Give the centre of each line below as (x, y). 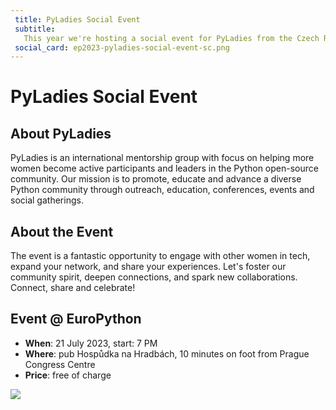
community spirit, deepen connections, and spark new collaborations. (154, 277)
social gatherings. (47, 200)
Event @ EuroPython (76, 319)
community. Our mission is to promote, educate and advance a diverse (156, 179)
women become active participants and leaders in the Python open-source (164, 168)
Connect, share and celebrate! (73, 288)
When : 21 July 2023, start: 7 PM (91, 343)
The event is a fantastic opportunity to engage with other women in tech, (160, 256)
